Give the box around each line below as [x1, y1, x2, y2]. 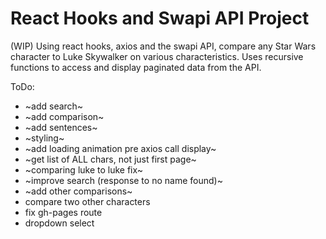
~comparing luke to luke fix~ [24, 163, 144, 176]
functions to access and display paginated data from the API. [10, 61, 262, 73]
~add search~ [24, 100, 84, 112]
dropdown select [24, 217, 95, 229]
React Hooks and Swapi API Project [10, 7, 310, 30]
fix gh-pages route [24, 206, 103, 218]
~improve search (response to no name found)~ [24, 174, 223, 186]
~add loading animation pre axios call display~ [24, 142, 217, 154]
